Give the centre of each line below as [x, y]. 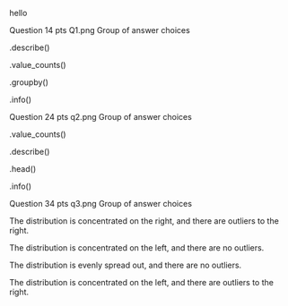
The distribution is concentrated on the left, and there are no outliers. [137, 248]
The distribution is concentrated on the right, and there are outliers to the [144, 221]
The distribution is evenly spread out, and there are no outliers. [126, 265]
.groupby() [29, 82]
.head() [23, 169]
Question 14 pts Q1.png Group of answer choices [100, 30]
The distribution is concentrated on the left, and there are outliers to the [141, 282]
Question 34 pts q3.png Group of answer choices [101, 204]
